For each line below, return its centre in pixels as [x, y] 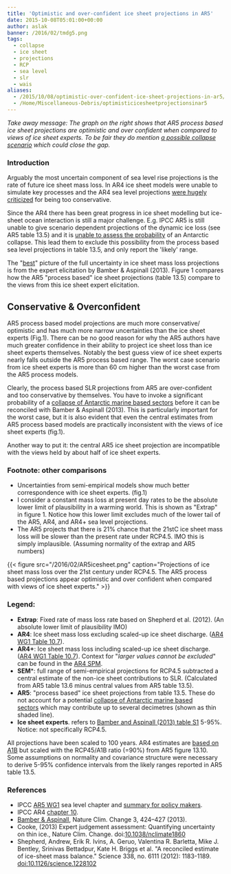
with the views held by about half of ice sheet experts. [84, 452]
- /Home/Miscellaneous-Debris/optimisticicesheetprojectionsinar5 [110, 103]
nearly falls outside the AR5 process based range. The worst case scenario [113, 360]
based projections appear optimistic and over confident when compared [110, 579]
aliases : [20, 90]
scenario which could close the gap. [59, 145]
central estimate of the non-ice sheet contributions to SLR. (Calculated [117, 678]
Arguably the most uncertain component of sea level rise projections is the [113, 178]
